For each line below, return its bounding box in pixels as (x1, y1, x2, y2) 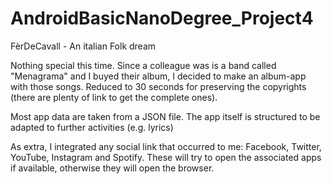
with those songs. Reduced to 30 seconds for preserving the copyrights (10, 80, 307, 92)
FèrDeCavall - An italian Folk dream (10, 40, 157, 52)
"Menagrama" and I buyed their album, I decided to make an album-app (10, 70, 307, 82)
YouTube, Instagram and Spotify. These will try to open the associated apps (10, 151, 322, 163)
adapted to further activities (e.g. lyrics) (10, 121, 174, 133)
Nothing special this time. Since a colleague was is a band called (10, 59, 277, 71)
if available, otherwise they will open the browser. (10, 162, 215, 174)
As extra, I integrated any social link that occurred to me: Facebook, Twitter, (10, 140, 322, 152)
